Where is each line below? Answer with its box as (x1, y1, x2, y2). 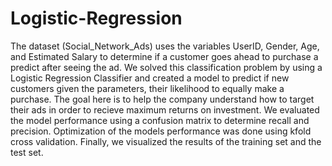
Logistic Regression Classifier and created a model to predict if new (10, 72, 290, 84)
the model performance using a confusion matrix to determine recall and (10, 114, 310, 126)
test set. (10, 146, 44, 158)
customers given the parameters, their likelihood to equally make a (10, 82, 285, 94)
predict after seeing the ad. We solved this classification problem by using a (10, 61, 323, 73)
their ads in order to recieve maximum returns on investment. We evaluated (10, 103, 320, 116)
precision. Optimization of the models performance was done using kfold (10, 125, 312, 137)
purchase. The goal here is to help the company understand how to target (10, 93, 315, 105)
